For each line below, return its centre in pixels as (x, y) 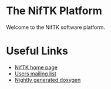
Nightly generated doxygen (48, 80)
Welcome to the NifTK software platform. (56, 27)
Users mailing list (36, 73)
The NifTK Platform (54, 11)
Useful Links (37, 51)
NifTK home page (36, 67)
